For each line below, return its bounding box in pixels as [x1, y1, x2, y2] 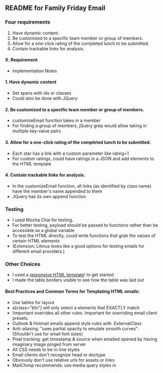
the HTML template [12, 161, 52, 167]
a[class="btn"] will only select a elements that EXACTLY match [12, 305, 140, 310]
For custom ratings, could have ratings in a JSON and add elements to [12, 155, 154, 162]
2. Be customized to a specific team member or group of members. [5, 106, 144, 112]
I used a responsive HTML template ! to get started [12, 272, 114, 278]
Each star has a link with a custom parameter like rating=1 [12, 150, 129, 156]
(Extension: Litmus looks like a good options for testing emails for [12, 243, 145, 249]
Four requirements [5, 19, 51, 26]
